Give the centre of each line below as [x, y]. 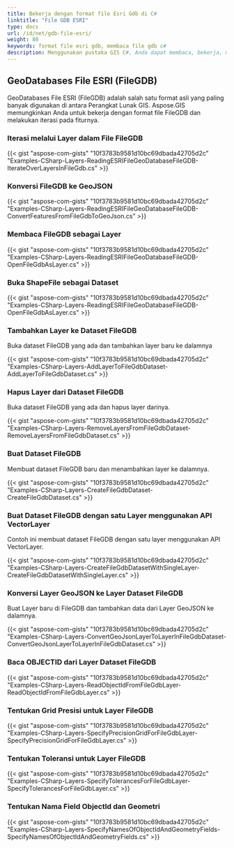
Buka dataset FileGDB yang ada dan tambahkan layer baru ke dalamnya [110, 345]
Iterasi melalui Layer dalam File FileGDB [75, 138]
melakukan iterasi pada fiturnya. [53, 120]
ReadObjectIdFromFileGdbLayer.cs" [58, 692]
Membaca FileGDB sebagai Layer [64, 235]
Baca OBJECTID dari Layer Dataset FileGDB [82, 662]
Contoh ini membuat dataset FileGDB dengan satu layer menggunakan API [114, 540]
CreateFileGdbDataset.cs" [45, 497]
